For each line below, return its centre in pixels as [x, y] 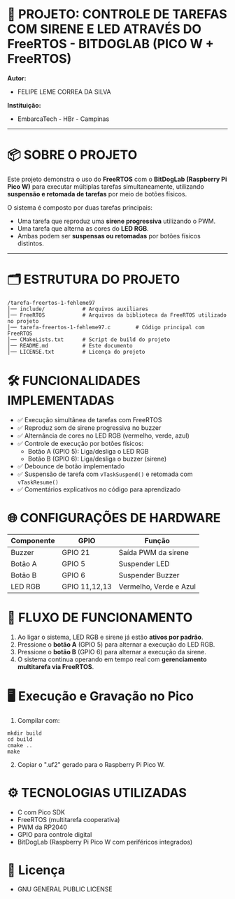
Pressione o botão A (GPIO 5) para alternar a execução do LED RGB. [116, 644]
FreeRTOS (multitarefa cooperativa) [69, 819]
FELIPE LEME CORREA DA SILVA [64, 92]
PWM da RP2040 [42, 827]
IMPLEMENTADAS [61, 401]
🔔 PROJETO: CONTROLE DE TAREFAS [117, 14]
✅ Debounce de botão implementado [71, 466]
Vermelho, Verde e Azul [157, 587]
